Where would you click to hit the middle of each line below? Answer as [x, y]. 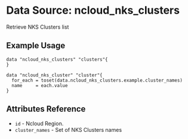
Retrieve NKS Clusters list [38, 27]
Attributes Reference [46, 109]
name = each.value [40, 85]
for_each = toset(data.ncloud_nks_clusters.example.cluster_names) [97, 80]
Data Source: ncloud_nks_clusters [93, 10]
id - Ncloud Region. [39, 123]
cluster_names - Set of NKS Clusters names [68, 129]
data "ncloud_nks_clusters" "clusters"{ [57, 59]
